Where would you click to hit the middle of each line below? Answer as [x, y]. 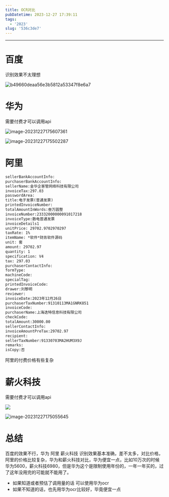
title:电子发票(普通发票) [29, 200]
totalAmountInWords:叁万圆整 [34, 210]
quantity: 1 [18, 252]
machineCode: [19, 275]
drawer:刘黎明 [19, 289]
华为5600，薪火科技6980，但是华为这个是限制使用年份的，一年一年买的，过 [84, 466]
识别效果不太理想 [23, 75]
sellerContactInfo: [26, 326]
